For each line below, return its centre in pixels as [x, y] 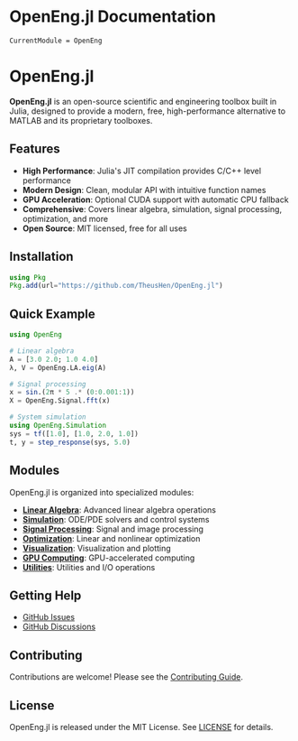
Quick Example [53, 314]
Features [35, 149]
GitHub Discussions [59, 627]
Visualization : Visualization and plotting [96, 548]
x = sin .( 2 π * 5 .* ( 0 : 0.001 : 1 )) [72, 393]
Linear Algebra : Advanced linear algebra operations [119, 509]
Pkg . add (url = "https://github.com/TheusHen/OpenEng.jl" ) [116, 286]
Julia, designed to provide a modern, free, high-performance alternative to [148, 111]
